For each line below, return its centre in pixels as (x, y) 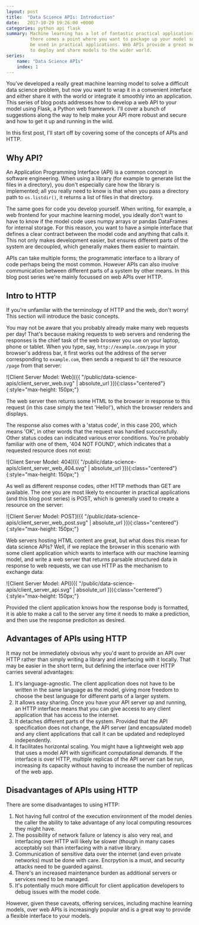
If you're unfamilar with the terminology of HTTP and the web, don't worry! (97, 310)
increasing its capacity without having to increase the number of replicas (104, 765)
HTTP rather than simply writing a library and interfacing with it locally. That (98, 659)
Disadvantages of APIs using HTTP (72, 790)
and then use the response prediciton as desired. (66, 620)
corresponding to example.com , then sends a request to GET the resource (94, 359)
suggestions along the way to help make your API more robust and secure (96, 115)
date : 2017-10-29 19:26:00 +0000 (50, 23)
